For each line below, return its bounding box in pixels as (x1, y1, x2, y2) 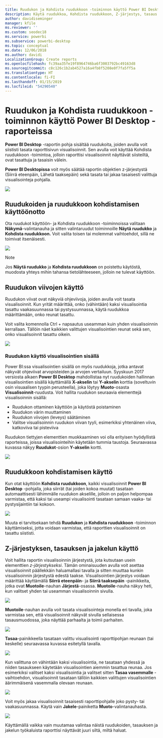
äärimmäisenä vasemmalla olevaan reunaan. (5, 680, 94, 685)
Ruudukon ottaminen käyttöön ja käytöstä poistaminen (12, 404, 121, 410)
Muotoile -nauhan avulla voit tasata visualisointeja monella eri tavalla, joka (5, 606, 152, 613)
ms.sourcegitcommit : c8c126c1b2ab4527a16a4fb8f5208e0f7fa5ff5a (5, 66, 136, 71)
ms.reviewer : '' (5, 25, 38, 30)
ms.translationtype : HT (5, 70, 53, 75)
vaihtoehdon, (5, 674, 32, 681)
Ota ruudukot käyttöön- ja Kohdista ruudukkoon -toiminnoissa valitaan (5, 221, 146, 227)
